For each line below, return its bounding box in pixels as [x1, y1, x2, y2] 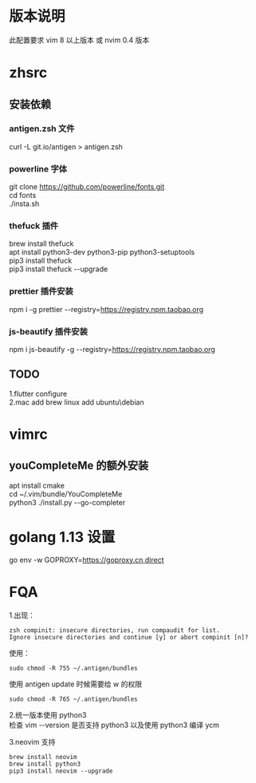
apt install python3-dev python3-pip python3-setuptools [9, 247, 195, 257]
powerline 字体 [9, 163, 67, 174]
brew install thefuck [9, 239, 74, 248]
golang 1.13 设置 [9, 528, 116, 546]
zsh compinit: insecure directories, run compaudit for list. [9, 626, 220, 635]
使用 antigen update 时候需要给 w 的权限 [9, 679, 143, 689]
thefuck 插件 [9, 220, 59, 231]
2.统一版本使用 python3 [9, 710, 87, 719]
